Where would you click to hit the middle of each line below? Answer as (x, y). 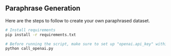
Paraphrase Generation (43, 8)
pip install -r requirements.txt (41, 35)
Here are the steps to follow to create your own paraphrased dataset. (78, 20)
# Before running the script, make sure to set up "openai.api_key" (79, 44)
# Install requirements (31, 30)
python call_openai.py (29, 49)
